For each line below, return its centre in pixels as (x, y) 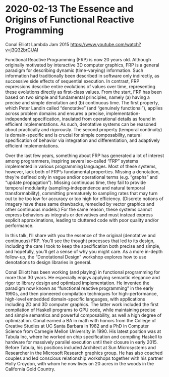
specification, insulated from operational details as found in (94, 119)
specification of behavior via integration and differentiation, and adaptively (82, 140)
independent (18, 119)
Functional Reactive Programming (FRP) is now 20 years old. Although (78, 59)
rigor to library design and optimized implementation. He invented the (77, 283)
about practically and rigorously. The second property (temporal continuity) (84, 129)
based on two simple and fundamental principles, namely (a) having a (78, 97)
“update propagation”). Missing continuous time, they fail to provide (76, 182)
